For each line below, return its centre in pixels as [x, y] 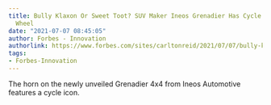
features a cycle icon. [44, 92]
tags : [17, 53]
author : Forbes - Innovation [57, 38]
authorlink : [28, 46]
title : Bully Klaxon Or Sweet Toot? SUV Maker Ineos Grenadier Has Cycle [135, 16]
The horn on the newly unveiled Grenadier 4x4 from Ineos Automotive [125, 84]
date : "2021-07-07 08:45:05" [57, 31]
